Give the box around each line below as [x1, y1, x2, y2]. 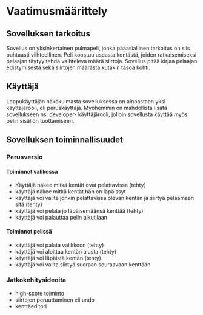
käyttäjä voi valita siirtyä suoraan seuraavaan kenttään [15, 260, 151, 268]
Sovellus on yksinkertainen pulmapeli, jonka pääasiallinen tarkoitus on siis [6, 44, 190, 52]
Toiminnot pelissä [6, 227, 53, 235]
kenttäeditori [15, 302, 47, 310]
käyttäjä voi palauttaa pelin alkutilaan [15, 214, 108, 221]
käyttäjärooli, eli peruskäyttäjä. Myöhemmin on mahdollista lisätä [6, 104, 168, 111]
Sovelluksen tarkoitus [6, 29, 91, 39]
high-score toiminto [15, 289, 65, 297]
